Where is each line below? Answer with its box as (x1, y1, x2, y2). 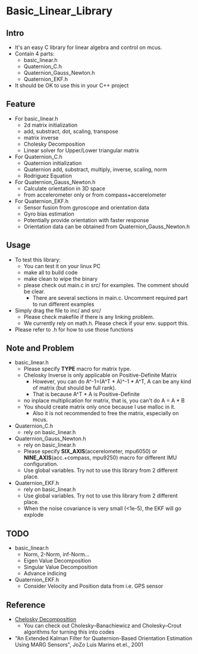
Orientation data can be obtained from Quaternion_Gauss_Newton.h (23, 223, 190, 230)
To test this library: (14, 256, 61, 263)
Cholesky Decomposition (23, 140, 86, 148)
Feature (6, 99, 36, 109)
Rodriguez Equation (23, 172, 73, 179)
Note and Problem (6, 343, 74, 354)
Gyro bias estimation (23, 210, 74, 217)
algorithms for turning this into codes (23, 628, 115, 635)
